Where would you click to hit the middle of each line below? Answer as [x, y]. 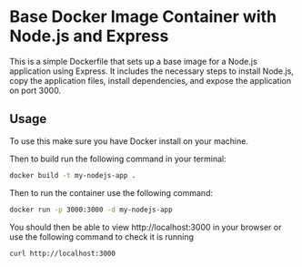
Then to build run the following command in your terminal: [118, 159]
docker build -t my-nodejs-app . [73, 175]
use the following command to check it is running [101, 236]
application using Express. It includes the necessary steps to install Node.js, [151, 71]
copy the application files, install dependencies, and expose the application [151, 80]
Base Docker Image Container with [143, 17]
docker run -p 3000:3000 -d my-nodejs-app [91, 210]
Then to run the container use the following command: [111, 192]
